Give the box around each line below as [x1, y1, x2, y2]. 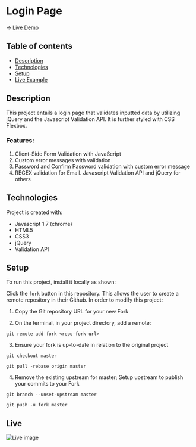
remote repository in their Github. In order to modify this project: [6, 296, 163, 303]
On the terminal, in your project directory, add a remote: [14, 319, 151, 327]
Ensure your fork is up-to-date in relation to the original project [14, 342, 169, 349]
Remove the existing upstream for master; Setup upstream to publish [14, 374, 184, 381]
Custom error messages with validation [14, 156, 111, 163]
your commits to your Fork [14, 380, 80, 387]
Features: [6, 136, 34, 145]
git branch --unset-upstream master [6, 392, 97, 398]
